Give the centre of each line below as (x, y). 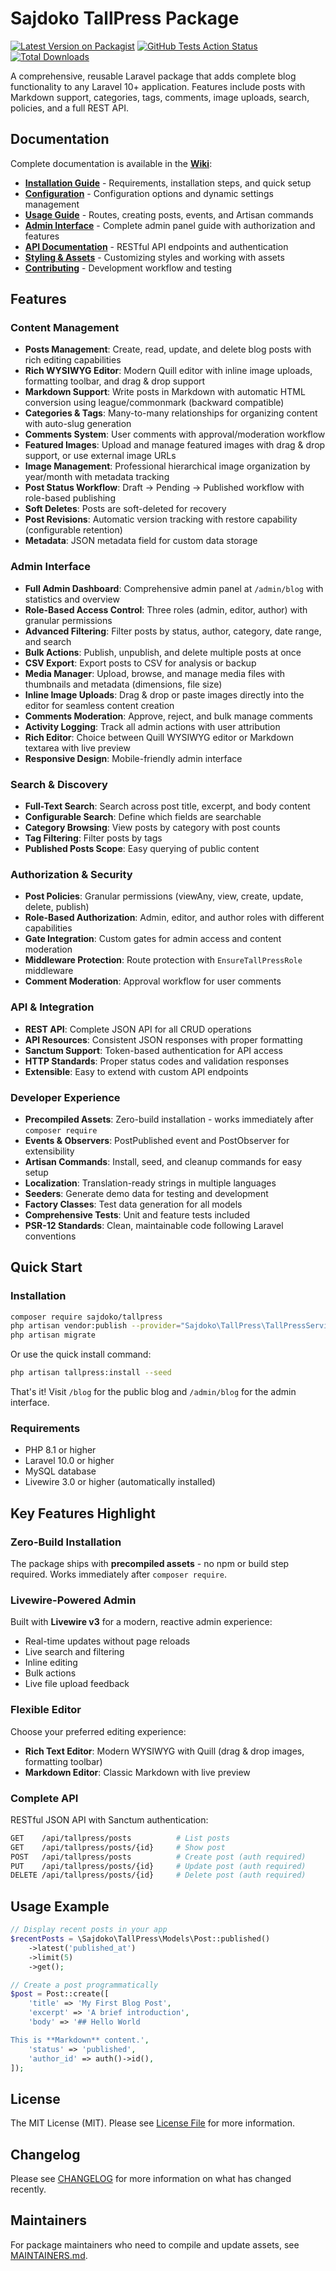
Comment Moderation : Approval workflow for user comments (153, 981)
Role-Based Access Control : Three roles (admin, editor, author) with (166, 609)
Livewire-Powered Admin (73, 1600)
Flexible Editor (46, 1710)
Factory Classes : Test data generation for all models (133, 1204)
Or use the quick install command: (81, 1354)
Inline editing (51, 1663)
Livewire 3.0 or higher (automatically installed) (120, 1482)
